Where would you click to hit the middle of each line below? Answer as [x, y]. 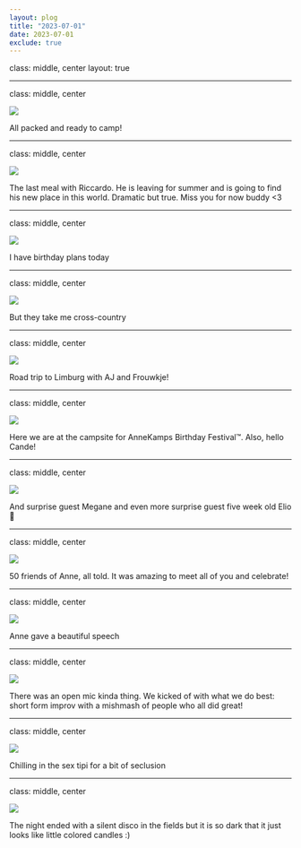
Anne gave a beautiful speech [64, 636]
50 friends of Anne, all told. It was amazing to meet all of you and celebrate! [149, 576]
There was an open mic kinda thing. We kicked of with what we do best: [142, 697]
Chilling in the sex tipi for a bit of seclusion [87, 766]
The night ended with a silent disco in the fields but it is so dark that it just [146, 826]
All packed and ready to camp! [66, 128]
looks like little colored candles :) [70, 835]
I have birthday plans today [60, 257]
